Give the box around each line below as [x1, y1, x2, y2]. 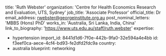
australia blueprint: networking [12, 46, 76, 51]
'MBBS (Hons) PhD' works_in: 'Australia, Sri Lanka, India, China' [5, 20, 136, 26]
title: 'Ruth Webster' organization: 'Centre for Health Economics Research [5, 4, 156, 10]
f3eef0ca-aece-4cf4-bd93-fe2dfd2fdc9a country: [12, 40, 116, 46]
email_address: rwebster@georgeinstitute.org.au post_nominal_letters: [5, 15, 151, 20]
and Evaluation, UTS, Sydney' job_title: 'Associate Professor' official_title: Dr [5, 9, 161, 15]
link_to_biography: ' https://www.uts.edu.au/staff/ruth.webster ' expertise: [5, 25, 155, 31]
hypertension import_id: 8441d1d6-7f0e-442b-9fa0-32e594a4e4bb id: [12, 35, 159, 41]
